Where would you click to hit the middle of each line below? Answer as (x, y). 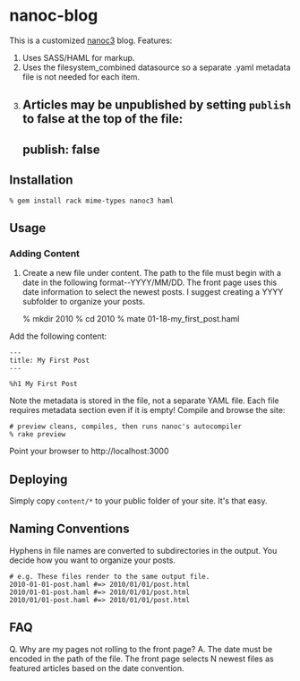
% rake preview (38, 435)
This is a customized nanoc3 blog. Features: (91, 40)
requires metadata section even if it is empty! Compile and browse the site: (147, 410)
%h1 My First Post (43, 384)
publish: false (61, 149)
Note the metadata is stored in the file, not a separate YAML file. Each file (144, 401)
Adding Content (45, 254)
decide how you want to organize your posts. (93, 560)
